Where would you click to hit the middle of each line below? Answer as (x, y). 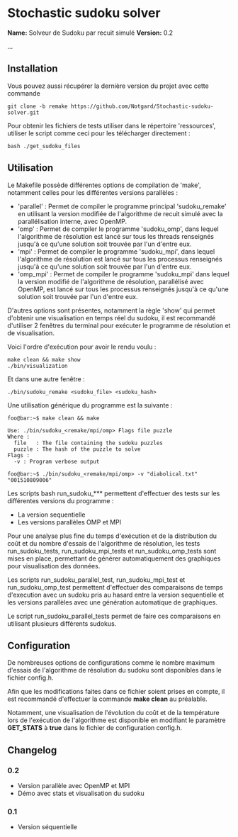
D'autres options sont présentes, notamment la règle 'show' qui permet (111, 310)
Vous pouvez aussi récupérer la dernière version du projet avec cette (108, 86)
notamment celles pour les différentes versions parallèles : (93, 192)
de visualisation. (31, 333)
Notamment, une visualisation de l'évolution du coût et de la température (113, 713)
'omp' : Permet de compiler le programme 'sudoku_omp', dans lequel (118, 229)
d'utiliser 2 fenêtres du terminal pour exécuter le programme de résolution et (119, 325)
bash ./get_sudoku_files (44, 146)
